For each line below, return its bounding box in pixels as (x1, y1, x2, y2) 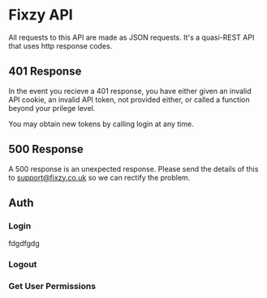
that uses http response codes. (8, 40, 113, 50)
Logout (8, 259, 37, 270)
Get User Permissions (8, 281, 96, 292)
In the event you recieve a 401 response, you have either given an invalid (8, 86, 252, 96)
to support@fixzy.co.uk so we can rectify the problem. (8, 172, 191, 182)
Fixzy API (8, 6, 73, 24)
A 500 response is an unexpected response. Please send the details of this (8, 164, 259, 173)
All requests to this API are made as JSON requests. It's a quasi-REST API (8, 32, 255, 42)
